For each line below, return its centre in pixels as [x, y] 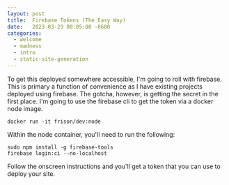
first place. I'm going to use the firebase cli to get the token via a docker [110, 101]
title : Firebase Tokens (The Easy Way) [67, 20]
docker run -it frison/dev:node [54, 121]
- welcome [27, 40]
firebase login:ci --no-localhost [57, 153]
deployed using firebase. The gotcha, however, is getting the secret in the [113, 94]
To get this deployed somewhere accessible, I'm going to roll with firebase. [115, 79]
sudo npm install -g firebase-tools [60, 147]
